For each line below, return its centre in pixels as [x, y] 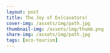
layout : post [23, 12]
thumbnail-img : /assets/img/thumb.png [55, 29]
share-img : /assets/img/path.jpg [48, 35]
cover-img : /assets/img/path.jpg [48, 23]
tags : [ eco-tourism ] [32, 40]
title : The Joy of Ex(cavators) [47, 18]
